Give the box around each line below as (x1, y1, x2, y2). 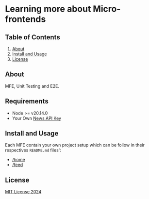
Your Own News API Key (12, 115, 62, 121)
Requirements (5, 97, 49, 105)
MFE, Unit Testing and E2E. (5, 83, 60, 89)
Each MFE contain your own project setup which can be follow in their (5, 142, 145, 148)
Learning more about (5, 3, 91, 15)
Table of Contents (5, 33, 61, 41)
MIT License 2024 (5, 189, 42, 195)
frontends (5, 14, 46, 25)
